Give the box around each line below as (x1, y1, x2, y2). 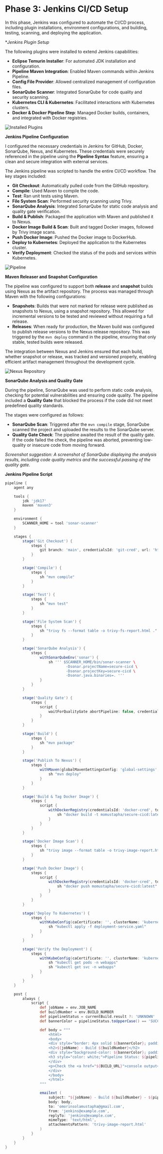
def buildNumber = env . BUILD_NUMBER (39, 1010, 114, 1014)
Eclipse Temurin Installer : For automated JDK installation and (12, 58, 136, 64)
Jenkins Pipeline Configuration (5, 134, 69, 140)
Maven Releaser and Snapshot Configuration (5, 274, 98, 280)
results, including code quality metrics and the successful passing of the (5, 456, 151, 462)
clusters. (12, 105, 30, 110)
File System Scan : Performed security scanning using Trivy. (12, 198, 133, 204)
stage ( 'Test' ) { (22, 592, 55, 597)
